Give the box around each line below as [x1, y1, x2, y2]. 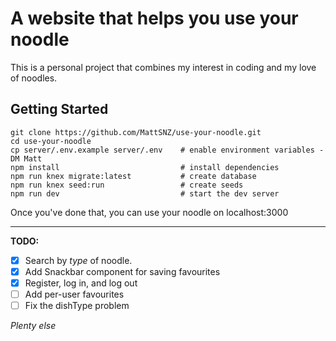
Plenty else [10, 320, 57, 332]
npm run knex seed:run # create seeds [10, 180, 244, 190]
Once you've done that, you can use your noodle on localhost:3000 [10, 206, 289, 218]
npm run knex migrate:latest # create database [10, 171, 257, 181]
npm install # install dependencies [10, 162, 280, 172]
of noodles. [10, 72, 58, 84]
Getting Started [10, 101, 109, 118]
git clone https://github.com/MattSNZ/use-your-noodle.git [10, 127, 262, 137]
